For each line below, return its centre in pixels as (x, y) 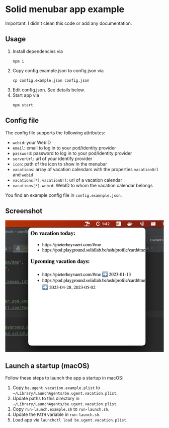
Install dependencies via (38, 51)
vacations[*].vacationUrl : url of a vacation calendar (67, 180)
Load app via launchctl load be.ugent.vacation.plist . (70, 420)
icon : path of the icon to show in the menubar (60, 164)
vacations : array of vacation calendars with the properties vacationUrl (86, 169)
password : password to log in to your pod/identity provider (72, 153)
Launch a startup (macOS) (47, 366)
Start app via (26, 95)
